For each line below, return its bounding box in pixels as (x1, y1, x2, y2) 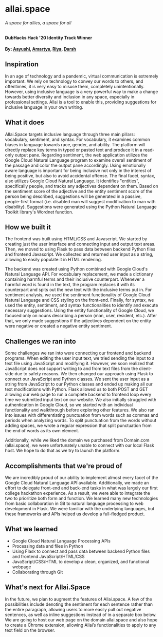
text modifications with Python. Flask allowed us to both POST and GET (5, 386, 148, 392)
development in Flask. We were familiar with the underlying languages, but (5, 506, 155, 512)
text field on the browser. (5, 627, 55, 633)
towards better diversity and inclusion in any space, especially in (5, 94, 135, 99)
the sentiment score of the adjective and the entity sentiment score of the (5, 188, 153, 194)
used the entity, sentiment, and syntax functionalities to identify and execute (5, 302, 158, 308)
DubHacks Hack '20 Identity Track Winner (5, 35, 92, 41)
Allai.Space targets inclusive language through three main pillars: (5, 131, 135, 137)
